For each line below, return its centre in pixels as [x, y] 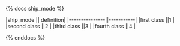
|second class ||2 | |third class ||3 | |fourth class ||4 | [71, 26]
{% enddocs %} [25, 37]
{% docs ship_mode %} [35, 9]
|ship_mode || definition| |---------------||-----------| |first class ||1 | [90, 20]
